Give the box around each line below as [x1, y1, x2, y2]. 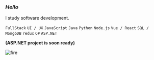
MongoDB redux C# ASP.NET [5, 31, 58, 36]
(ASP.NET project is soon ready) [5, 40, 75, 46]
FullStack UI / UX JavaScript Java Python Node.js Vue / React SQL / [5, 26, 149, 31]
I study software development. [5, 15, 70, 21]
